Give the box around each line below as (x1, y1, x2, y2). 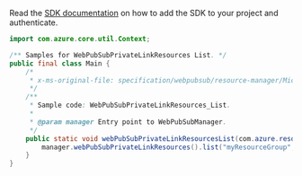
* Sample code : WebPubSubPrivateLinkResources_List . (29, 101, 231, 110)
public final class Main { (9, 58, 111, 68)
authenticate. (9, 17, 58, 28)
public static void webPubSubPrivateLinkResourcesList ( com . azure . (25, 134, 280, 143)
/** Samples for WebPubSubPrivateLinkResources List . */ (9, 50, 227, 59)
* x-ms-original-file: (29, 75, 115, 84)
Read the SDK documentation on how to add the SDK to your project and (9, 8, 279, 18)
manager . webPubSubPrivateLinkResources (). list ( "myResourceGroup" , (41, 143, 296, 152)
